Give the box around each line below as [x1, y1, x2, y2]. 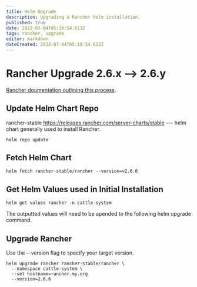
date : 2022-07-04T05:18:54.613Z [6, 25, 85, 31]
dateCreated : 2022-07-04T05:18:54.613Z [6, 42, 104, 48]
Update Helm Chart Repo [6, 104, 99, 114]
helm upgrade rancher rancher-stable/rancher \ [6, 260, 125, 267]
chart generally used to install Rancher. [6, 125, 101, 133]
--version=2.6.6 [11, 276, 51, 282]
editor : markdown [6, 36, 49, 42]
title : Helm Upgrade [6, 8, 57, 15]
